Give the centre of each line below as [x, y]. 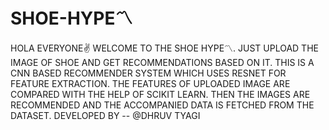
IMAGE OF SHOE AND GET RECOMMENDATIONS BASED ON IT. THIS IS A [162, 62]
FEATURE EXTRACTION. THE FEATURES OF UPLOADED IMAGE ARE [150, 83]
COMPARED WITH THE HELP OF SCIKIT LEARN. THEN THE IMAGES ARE [160, 94]
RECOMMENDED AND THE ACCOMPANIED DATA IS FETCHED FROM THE [162, 105]
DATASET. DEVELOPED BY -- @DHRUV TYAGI [105, 115]
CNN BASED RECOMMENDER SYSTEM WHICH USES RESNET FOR [148, 73]
